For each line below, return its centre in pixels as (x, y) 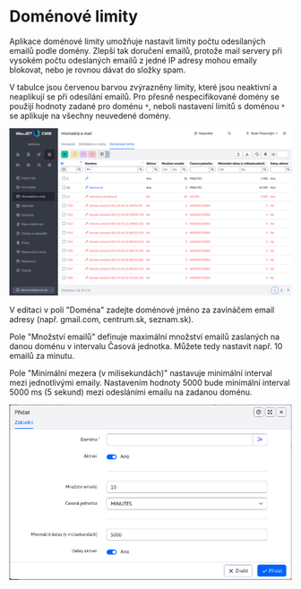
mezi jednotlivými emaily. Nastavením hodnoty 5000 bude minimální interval (150, 383)
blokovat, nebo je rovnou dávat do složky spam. (98, 70)
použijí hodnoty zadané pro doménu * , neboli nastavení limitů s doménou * (147, 106)
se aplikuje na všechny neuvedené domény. (90, 115)
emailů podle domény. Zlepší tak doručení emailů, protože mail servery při (146, 50)
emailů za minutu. (42, 356)
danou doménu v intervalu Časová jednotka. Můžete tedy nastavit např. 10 (146, 346)
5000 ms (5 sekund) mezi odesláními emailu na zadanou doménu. (131, 392)
